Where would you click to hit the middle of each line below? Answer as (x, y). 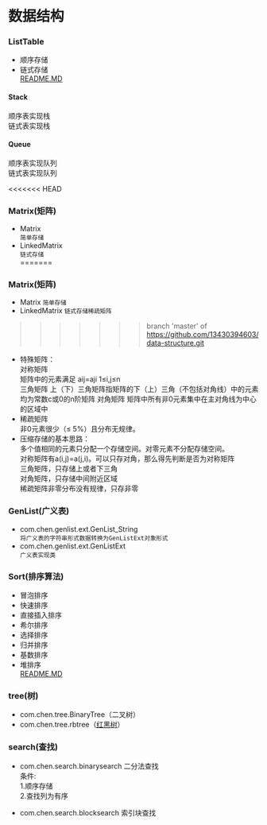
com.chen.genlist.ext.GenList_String (79, 529)
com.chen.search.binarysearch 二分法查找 (89, 766)
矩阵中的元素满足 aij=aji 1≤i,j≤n (70, 379)
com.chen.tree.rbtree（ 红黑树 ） (72, 725)
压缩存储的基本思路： (54, 439)
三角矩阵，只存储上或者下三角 (68, 469)
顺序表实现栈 (29, 115)
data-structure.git (176, 343)
